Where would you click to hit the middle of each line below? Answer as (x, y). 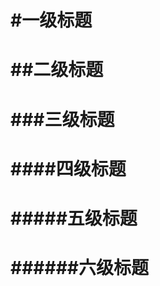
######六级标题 (80, 268)
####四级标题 (68, 168)
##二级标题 (57, 70)
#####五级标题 (74, 218)
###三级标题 (62, 119)
